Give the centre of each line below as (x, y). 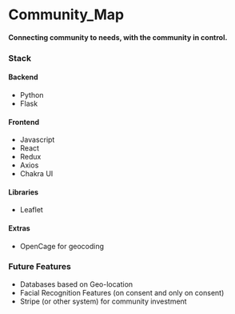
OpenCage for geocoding (62, 246)
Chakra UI (36, 174)
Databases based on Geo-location (76, 284)
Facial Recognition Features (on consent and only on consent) (122, 292)
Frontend (24, 122)
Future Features (40, 267)
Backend (23, 77)
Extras (19, 228)
